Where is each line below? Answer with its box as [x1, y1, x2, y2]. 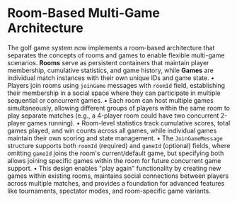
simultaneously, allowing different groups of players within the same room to [7, 103, 230, 112]
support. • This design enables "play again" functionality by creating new [7, 164, 221, 172]
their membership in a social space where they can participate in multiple [7, 89, 221, 97]
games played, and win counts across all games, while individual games [7, 126, 217, 135]
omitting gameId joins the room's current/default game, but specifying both [7, 149, 224, 157]
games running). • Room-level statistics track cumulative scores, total [27, 118, 231, 127]
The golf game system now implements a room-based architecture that [7, 43, 215, 52]
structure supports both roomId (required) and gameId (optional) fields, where [7, 141, 231, 150]
